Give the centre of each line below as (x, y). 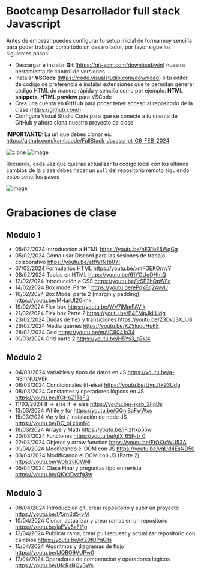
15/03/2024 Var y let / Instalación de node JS (71, 417)
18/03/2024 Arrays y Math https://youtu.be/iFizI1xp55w (83, 429)
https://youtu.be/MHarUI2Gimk (53, 300)
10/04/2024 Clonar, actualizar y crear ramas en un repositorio (91, 520)
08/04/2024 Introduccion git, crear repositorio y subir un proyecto (97, 508)
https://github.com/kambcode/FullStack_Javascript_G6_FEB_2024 (88, 140)
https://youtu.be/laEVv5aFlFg (51, 527)
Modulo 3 (24, 494)
